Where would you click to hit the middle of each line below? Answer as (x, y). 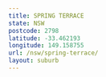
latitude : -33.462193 (45, 38)
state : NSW (26, 23)
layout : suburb (34, 61)
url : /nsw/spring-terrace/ (53, 53)
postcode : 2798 (34, 30)
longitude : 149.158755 (46, 46)
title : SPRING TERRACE (46, 16)
